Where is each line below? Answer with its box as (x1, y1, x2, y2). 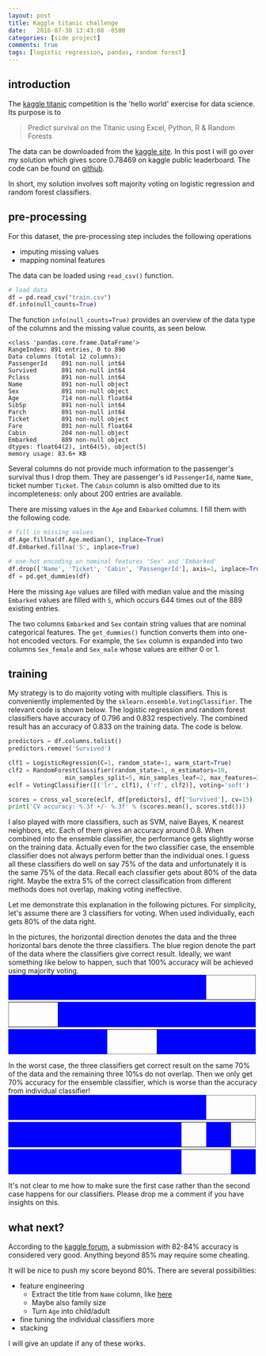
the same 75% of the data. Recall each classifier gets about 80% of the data (8, 868, 257, 877)
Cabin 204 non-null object (8, 430, 129, 437)
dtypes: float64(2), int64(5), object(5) (8, 443, 147, 451)
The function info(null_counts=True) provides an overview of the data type (8, 315, 256, 325)
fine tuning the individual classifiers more (19, 1315, 154, 1324)
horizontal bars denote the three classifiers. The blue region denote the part (8, 941, 256, 950)
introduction (8, 78, 71, 91)
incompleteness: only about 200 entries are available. (8, 489, 184, 499)
